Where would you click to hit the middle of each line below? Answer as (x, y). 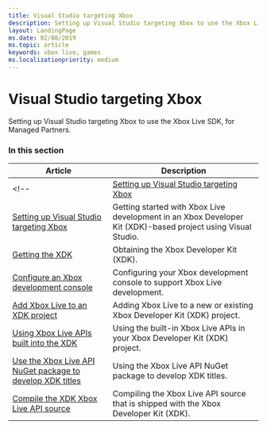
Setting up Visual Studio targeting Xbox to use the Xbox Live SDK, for (122, 121)
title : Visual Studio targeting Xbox (71, 15)
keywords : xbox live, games (55, 52)
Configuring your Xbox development (180, 272)
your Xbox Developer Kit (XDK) (170, 338)
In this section (36, 150)
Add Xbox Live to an (50, 305)
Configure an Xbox (47, 277)
